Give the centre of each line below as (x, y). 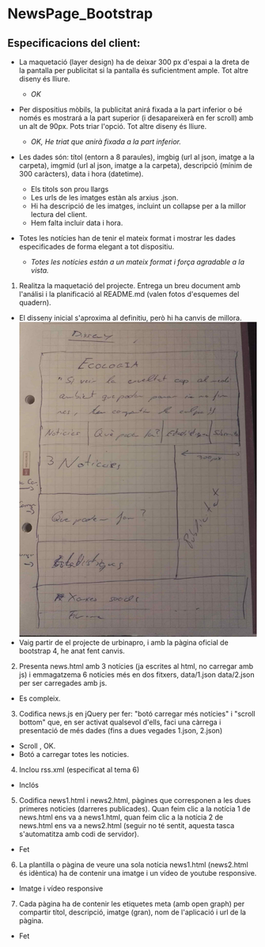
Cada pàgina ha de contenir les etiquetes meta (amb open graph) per (132, 904)
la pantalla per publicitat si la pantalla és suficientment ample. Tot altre (133, 70)
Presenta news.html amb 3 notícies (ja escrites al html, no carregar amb (136, 667)
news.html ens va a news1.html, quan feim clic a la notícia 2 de (121, 817)
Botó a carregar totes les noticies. (74, 755)
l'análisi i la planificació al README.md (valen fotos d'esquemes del (129, 294)
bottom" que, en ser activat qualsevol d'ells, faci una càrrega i (120, 722)
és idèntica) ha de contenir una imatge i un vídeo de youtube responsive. (138, 873)
